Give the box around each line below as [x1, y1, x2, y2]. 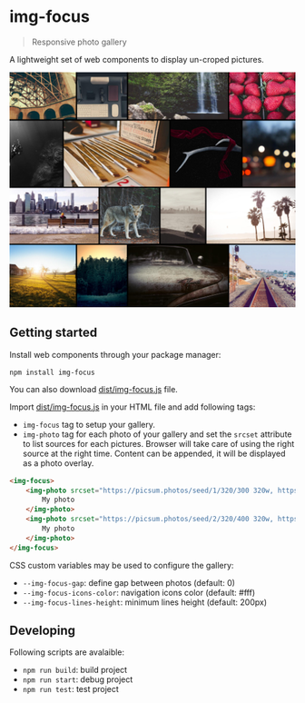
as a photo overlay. [22, 457, 94, 469]
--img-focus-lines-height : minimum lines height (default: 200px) [22, 597, 268, 608]
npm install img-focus [9, 368, 95, 377]
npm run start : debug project [22, 674, 133, 685]
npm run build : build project [22, 665, 128, 676]
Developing [9, 623, 75, 639]
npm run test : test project [22, 684, 120, 695]
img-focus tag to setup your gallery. [22, 419, 156, 430]
